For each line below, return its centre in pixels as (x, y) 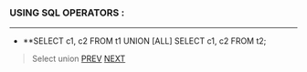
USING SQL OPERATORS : (67, 13)
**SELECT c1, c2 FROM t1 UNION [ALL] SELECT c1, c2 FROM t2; (144, 41)
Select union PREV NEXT (79, 59)
